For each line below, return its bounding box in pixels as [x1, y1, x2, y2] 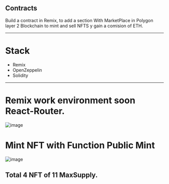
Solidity [12, 72, 29, 78]
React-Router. [5, 105, 65, 117]
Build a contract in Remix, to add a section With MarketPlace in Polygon [5, 17, 153, 23]
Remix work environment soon [5, 95, 136, 106]
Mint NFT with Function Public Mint [5, 139, 155, 151]
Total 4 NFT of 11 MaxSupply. [5, 171, 98, 179]
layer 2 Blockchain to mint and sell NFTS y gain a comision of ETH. [5, 23, 143, 29]
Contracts [5, 4, 38, 13]
